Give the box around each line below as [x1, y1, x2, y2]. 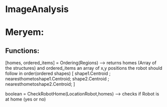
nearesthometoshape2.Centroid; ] [5, 81, 75, 87]
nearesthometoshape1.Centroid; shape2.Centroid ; [5, 76, 110, 82]
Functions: [5, 46, 40, 55]
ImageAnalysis [5, 4, 69, 15]
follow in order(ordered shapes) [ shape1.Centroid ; [5, 70, 111, 76]
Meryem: [5, 27, 44, 38]
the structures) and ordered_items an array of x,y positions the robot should [5, 65, 162, 71]
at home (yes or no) [5, 96, 46, 102]
